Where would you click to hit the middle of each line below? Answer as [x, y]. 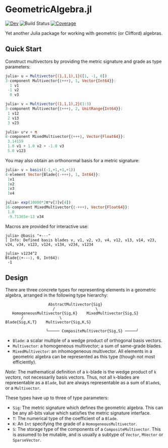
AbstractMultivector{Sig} [75, 305]
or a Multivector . [23, 388]
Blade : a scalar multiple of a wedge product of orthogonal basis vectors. [87, 341]
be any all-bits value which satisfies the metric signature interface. [82, 413]
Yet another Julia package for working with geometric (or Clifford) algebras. [84, 33]
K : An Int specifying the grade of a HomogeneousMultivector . [75, 424]
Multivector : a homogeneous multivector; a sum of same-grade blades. [87, 346]
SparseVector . [27, 440]
